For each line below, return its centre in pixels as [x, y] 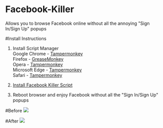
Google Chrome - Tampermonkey [48, 54]
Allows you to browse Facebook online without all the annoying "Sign [77, 23]
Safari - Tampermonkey [37, 75]
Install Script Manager [36, 48]
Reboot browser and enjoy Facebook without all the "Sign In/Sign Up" [85, 95]
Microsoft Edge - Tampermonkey [47, 70]
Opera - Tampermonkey [38, 64]
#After [12, 121]
